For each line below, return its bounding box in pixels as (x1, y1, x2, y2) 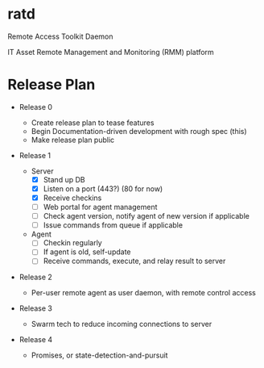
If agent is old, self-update (43, 247, 131, 257)
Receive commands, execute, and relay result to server (43, 256, 226, 266)
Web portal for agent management (43, 203, 158, 212)
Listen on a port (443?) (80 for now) (43, 183, 163, 194)
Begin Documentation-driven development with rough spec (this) (31, 126, 247, 136)
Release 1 (19, 150, 52, 160)
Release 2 (19, 272, 53, 282)
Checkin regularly (43, 238, 102, 248)
